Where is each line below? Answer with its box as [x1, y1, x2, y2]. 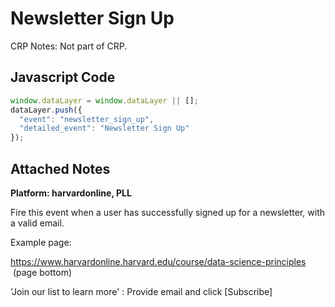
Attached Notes [10, 160, 111, 177]
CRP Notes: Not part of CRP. [10, 40, 128, 52]
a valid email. [10, 217, 65, 229]
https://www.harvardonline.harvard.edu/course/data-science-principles [10, 255, 307, 267]
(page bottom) [12, 266, 73, 278]
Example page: [10, 236, 72, 248]
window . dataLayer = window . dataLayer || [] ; [10, 95, 199, 106]
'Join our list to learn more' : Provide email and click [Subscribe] [10, 285, 273, 297]
